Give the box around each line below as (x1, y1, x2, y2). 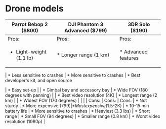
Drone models (5, 3, 64, 14)
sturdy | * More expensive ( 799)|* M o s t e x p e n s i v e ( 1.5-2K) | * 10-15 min (5, 102, 149, 109)
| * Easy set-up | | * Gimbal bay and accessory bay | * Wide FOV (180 (5, 87, 148, 93)
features (119, 54, 139, 61)
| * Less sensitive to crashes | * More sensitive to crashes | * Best (5, 72, 141, 78)
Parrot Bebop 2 (11, 21, 48, 28)
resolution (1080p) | (5, 118, 45, 124)
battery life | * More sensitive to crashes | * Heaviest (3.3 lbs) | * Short (5, 108, 150, 114)
